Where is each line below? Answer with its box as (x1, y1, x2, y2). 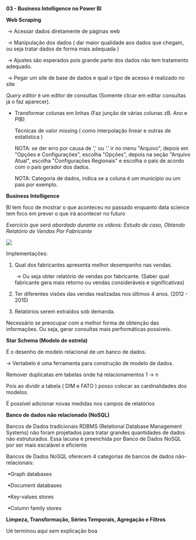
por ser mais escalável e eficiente (6, 441, 87, 448)
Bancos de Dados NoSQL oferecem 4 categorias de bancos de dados (6, 453, 174, 460)
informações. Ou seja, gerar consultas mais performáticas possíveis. (6, 326, 171, 332)
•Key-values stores (7, 493, 54, 500)
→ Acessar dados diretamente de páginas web (7, 28, 121, 35)
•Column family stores (7, 505, 62, 511)
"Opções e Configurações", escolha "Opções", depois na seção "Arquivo (14, 151, 191, 158)
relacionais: (6, 459, 34, 466)
